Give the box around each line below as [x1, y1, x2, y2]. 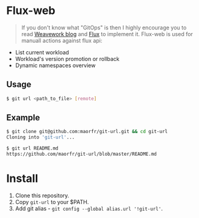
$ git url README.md [6, 145, 59, 151]
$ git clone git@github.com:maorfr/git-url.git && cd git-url [6, 129, 168, 135]
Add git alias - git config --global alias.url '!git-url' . [15, 205, 163, 212]
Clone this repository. [15, 192, 70, 199]
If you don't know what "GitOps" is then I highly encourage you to [21, 24, 187, 31]
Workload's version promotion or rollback [15, 55, 120, 62]
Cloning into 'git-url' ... [6, 134, 75, 140]
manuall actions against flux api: [21, 37, 103, 44]
